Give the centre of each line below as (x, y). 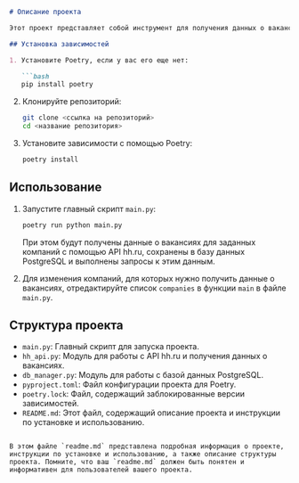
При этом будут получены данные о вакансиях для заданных (139, 242)
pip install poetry (57, 85)
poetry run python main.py (72, 225)
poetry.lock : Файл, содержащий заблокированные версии (133, 394)
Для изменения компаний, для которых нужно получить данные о (148, 278)
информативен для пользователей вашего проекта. (101, 470)
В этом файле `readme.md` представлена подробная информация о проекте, (147, 446)
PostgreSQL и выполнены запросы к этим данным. (118, 261)
